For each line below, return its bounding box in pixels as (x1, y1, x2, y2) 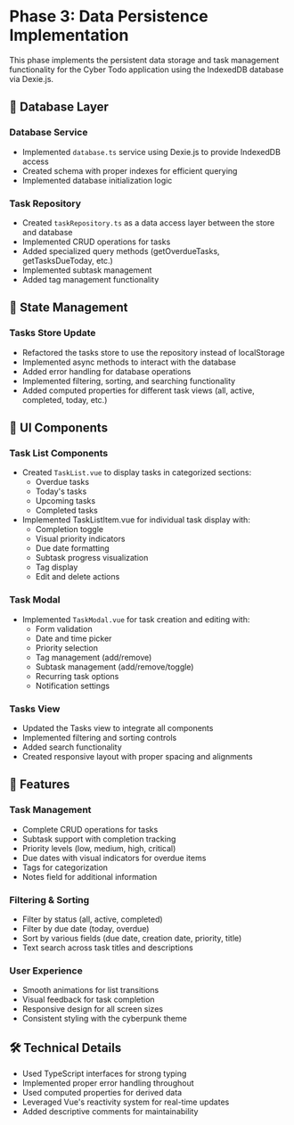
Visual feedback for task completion (21, 994, 155, 1005)
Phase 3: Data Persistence (9, 6, 208, 27)
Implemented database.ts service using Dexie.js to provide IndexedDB (21, 146, 281, 157)
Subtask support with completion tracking (21, 833, 176, 844)
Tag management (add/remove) (35, 652, 152, 662)
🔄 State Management (9, 300, 128, 316)
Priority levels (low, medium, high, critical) (21, 842, 176, 853)
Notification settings (35, 680, 110, 691)
